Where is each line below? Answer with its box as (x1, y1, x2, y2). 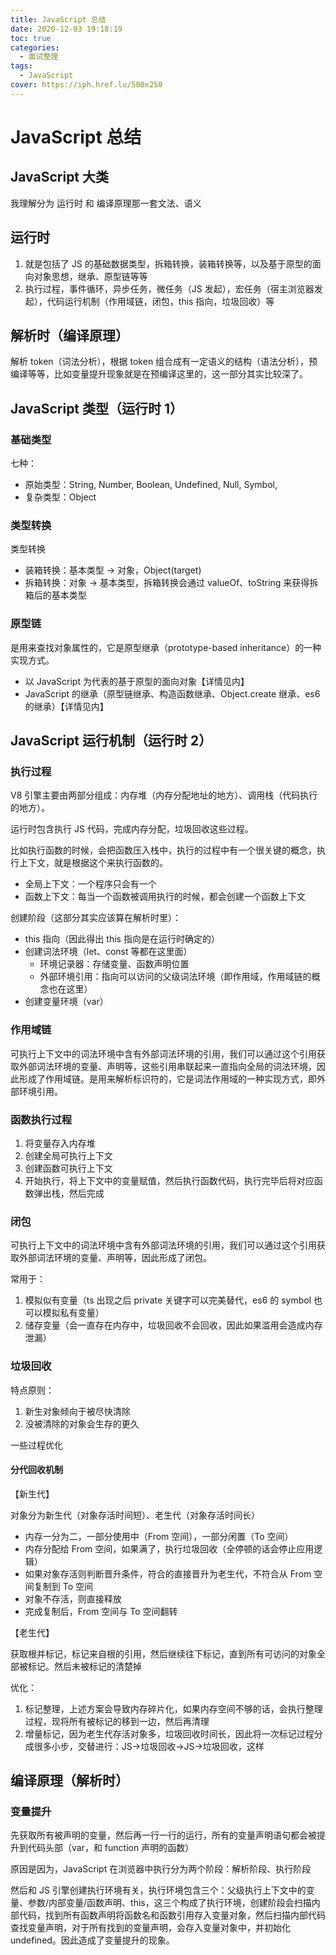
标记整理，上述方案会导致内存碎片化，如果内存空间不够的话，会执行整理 (24, 1702, 323, 1715)
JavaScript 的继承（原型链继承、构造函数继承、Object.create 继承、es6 (24, 687, 321, 700)
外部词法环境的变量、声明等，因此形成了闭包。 (18, 1252, 212, 1264)
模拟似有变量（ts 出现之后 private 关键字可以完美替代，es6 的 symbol (24, 1294, 312, 1306)
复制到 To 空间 (33, 1580, 94, 1592)
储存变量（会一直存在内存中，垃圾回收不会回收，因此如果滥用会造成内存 (24, 1319, 323, 1331)
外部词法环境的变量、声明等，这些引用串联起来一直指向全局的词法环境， (18, 1060, 317, 1072)
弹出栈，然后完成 (33, 1187, 105, 1199)
